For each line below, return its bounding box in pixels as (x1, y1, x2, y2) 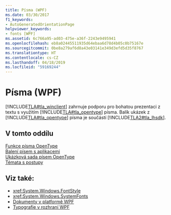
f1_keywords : (5, 17, 33, 22)
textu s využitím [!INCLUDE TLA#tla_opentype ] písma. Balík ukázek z (5, 109, 150, 115)
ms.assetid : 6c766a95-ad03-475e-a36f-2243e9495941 (5, 36, 116, 41)
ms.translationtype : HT (5, 50, 56, 55)
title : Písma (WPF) (5, 7, 47, 13)
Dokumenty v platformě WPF (12, 198, 74, 205)
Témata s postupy (5, 159, 44, 165)
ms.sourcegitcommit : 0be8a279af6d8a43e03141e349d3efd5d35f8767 (5, 46, 144, 51)
